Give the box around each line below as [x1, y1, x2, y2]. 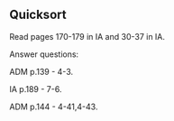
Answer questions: [9, 49, 79, 60]
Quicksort [9, 7, 67, 23]
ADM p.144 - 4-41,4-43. [9, 101, 98, 112]
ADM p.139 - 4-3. [9, 66, 74, 77]
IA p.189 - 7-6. [9, 83, 62, 94]
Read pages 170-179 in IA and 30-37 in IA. [9, 31, 165, 42]
